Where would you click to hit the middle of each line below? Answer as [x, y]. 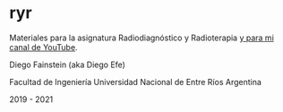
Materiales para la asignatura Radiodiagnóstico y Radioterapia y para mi [142, 38]
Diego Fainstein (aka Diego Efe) [67, 65]
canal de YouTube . [43, 47]
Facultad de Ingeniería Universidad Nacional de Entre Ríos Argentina [136, 82]
